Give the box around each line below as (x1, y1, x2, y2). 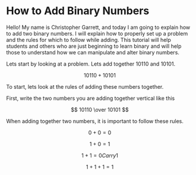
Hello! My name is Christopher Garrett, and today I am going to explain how (6, 24, 191, 31)
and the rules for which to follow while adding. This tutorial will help (6, 36, 171, 43)
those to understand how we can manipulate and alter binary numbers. (6, 48, 180, 56)
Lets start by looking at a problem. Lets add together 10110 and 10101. (6, 60, 176, 67)
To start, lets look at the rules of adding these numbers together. (6, 83, 164, 90)
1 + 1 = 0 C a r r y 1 (81, 152, 119, 159)
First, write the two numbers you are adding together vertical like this (6, 95, 175, 102)
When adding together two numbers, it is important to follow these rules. (6, 117, 184, 125)
